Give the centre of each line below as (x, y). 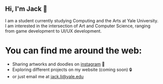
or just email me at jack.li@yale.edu (48, 76)
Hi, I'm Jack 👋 (26, 9)
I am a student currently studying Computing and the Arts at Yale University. (82, 20)
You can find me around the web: (73, 50)
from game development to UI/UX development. (53, 31)
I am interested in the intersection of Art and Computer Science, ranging (78, 26)
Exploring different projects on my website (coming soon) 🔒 (72, 69)
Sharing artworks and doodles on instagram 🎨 (58, 64)
